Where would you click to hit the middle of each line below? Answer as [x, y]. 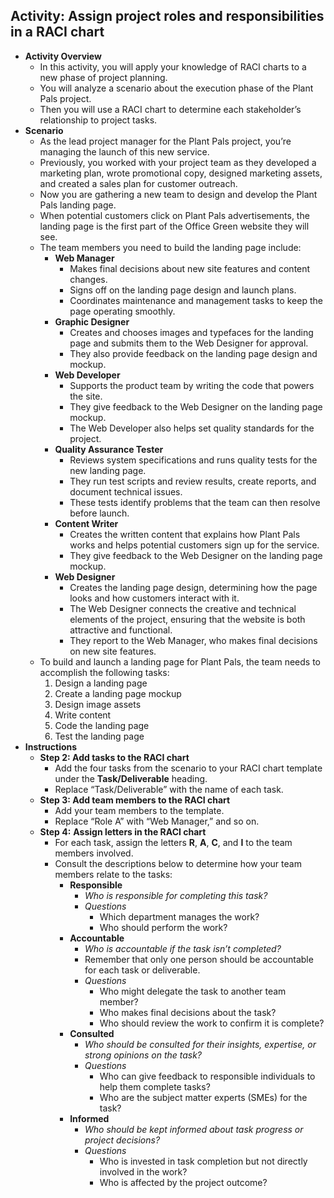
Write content [83, 715]
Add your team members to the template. [139, 810]
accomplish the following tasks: [104, 672]
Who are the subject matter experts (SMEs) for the [203, 1097]
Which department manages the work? [179, 916]
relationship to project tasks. [98, 120]
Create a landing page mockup [118, 693]
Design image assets [98, 704]
